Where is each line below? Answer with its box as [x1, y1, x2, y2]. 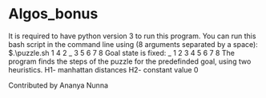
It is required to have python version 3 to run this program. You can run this [8, 31, 256, 41]
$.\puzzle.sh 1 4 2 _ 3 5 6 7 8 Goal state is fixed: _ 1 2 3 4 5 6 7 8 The [8, 48, 235, 57]
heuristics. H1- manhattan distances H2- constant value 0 [8, 65, 199, 74]
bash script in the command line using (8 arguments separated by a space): [8, 39, 258, 49]
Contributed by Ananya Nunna [8, 80, 109, 90]
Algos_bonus [8, 5, 99, 23]
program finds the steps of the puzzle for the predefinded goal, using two [8, 57, 252, 66]
